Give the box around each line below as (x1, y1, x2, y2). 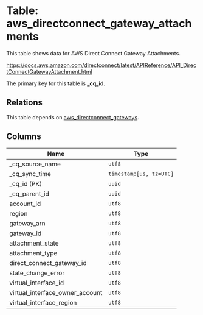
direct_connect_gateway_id (9, 258, 87, 267)
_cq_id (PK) (9, 179, 43, 188)
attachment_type (9, 249, 58, 257)
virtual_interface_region (9, 298, 77, 306)
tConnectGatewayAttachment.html (6, 68, 92, 75)
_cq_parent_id (9, 189, 50, 198)
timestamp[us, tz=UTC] (108, 170, 174, 177)
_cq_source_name (9, 160, 61, 168)
